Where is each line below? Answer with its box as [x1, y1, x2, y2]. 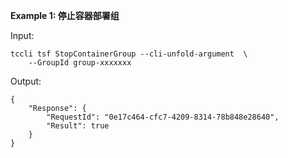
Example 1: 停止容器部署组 [10, 10, 120, 21]
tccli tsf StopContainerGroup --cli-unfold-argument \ [10, 49, 248, 59]
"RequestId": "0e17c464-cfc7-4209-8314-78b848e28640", [46, 112, 280, 122]
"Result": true [46, 121, 110, 131]
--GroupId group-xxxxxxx [28, 58, 132, 68]
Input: [10, 30, 35, 41]
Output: [10, 75, 42, 87]
